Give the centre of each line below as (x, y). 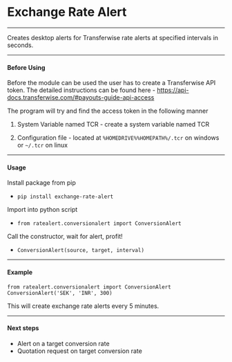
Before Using (26, 67)
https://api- (173, 90)
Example (20, 272)
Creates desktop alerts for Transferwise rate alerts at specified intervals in (113, 37)
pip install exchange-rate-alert (65, 197)
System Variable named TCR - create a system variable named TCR (113, 125)
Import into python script (42, 210)
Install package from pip (41, 183)
